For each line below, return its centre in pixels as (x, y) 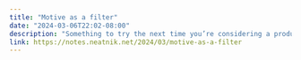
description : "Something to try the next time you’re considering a (140, 34)
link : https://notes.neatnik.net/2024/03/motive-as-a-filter (126, 42)
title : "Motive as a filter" (64, 17)
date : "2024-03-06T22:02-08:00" (69, 26)
